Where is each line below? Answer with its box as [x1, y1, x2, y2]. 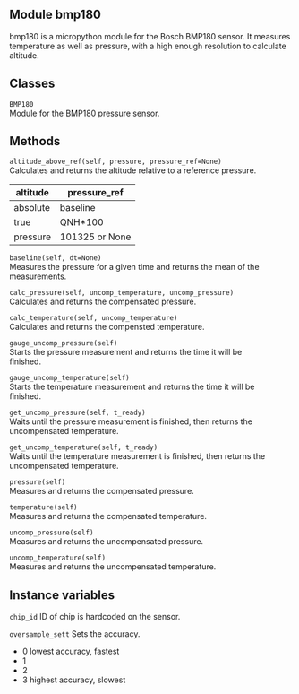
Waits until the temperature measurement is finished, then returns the [9, 451, 266, 462]
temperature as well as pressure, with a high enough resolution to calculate [9, 40, 286, 51]
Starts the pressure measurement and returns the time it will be [9, 347, 243, 358]
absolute [13, 202, 51, 214]
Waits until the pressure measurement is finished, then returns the [9, 416, 253, 427]
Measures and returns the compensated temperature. [9, 511, 208, 522]
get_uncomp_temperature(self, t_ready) [9, 443, 158, 452]
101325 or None [59, 230, 132, 243]
